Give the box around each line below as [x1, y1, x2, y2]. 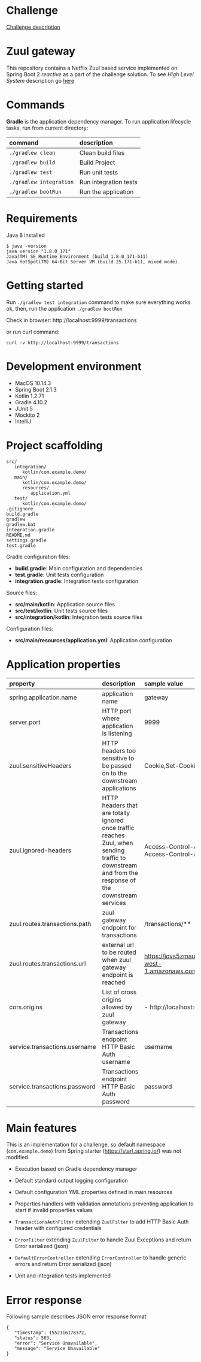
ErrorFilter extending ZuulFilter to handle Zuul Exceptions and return [14, 1236, 191, 1243]
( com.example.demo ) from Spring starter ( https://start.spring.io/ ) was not [6, 1147, 181, 1154]
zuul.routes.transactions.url [9, 959, 86, 967]
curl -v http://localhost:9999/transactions [6, 339, 119, 345]
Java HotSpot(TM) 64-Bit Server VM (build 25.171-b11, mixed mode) [6, 258, 178, 264]
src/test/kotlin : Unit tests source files [14, 607, 108, 614]
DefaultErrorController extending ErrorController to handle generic [14, 1254, 187, 1261]
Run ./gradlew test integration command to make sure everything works [6, 298, 191, 306]
